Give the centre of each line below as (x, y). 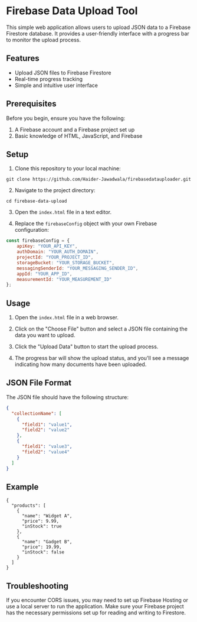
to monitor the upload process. (44, 40)
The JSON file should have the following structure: (67, 397)
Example (22, 487)
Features (23, 58)
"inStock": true (42, 527)
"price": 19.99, (42, 547)
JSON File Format (39, 383)
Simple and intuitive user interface (56, 85)
